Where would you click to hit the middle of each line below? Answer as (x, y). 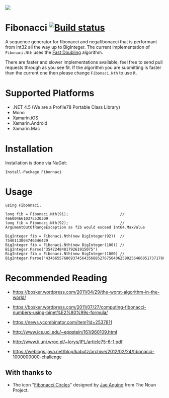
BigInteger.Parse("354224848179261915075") (52, 249)
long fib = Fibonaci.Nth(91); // (65, 214)
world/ (19, 297)
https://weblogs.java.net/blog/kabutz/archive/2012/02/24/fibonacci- (83, 351)
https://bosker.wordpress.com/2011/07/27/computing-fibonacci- (79, 307)
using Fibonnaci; (23, 205)
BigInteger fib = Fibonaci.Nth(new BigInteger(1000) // (65, 254)
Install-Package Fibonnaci (33, 172)
